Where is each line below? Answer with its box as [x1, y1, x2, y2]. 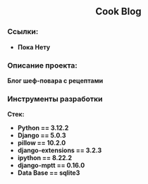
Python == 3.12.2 [17, 123, 69, 133]
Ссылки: [7, 27, 39, 37]
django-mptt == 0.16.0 [17, 161, 85, 170]
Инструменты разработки [7, 94, 103, 104]
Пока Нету [17, 42, 51, 51]
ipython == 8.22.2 [17, 154, 73, 162]
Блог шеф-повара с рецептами [7, 76, 104, 85]
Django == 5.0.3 [17, 131, 66, 140]
